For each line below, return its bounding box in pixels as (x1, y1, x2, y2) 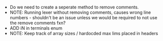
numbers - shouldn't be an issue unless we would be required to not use (9, 15, 158, 20)
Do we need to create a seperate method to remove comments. (9, 4, 139, 10)
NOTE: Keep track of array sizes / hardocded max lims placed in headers (9, 31, 158, 36)
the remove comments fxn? (9, 20, 66, 26)
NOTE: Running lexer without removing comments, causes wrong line (9, 9, 151, 15)
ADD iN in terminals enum (9, 25, 63, 31)
